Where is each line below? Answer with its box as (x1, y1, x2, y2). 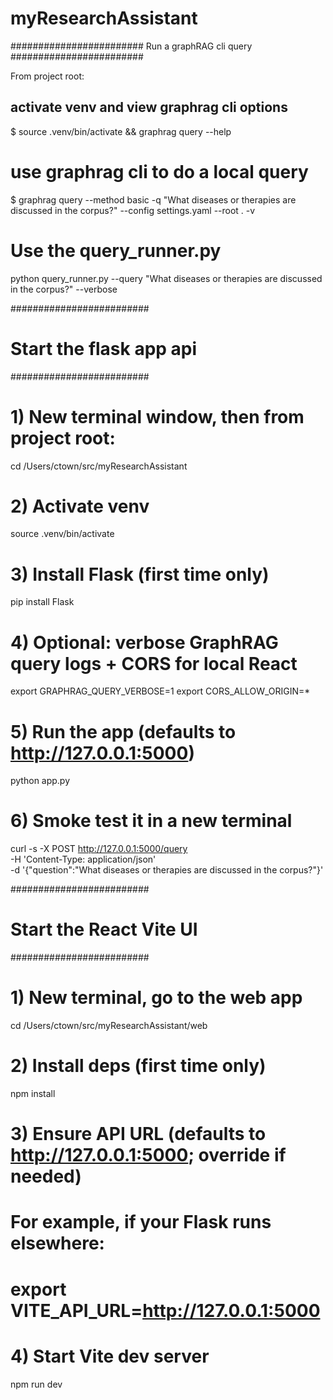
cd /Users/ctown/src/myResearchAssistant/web (10, 1020, 208, 1032)
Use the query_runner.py (10, 239, 222, 262)
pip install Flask (10, 596, 75, 608)
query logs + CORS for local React (10, 652, 298, 675)
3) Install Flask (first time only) (10, 563, 270, 586)
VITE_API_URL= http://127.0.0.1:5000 (10, 1299, 321, 1322)
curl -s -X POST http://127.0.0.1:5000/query (10, 843, 188, 855)
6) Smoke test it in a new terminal (10, 810, 293, 832)
